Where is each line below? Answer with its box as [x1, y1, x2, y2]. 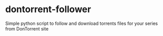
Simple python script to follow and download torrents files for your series [5, 20, 158, 26]
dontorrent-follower [5, 4, 91, 15]
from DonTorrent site [5, 25, 49, 31]
